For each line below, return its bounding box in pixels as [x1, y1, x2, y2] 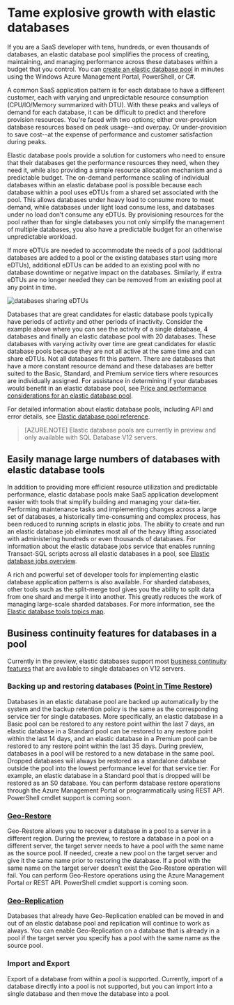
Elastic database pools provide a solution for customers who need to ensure [7, 151, 226, 159]
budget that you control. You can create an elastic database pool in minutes [7, 65, 224, 73]
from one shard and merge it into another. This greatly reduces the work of [7, 592, 222, 600]
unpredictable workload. [7, 232, 78, 241]
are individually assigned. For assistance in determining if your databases [7, 376, 218, 384]
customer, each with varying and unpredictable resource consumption [7, 93, 209, 102]
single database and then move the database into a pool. [7, 989, 171, 997]
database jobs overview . [7, 556, 77, 565]
